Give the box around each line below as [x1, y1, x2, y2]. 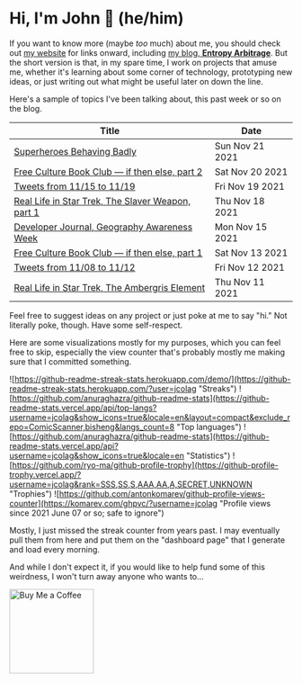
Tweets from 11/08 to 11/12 [13, 261, 136, 274]
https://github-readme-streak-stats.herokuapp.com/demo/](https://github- [14, 373, 291, 384]
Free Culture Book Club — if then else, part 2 [13, 166, 203, 178]
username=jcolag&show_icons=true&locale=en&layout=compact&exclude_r [9, 411, 290, 422]
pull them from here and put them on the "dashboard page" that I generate [9, 535, 286, 545]
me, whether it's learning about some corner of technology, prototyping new [9, 67, 293, 77]
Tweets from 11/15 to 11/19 [13, 180, 136, 193]
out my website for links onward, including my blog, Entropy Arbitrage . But [9, 47, 288, 58]
